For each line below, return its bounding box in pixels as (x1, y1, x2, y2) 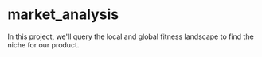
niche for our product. (7, 40, 80, 49)
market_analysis (7, 6, 119, 24)
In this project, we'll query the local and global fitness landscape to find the (7, 32, 254, 41)
